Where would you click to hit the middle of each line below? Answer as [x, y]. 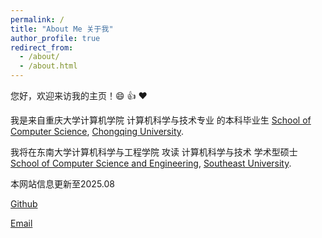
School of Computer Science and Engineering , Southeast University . [151, 163]
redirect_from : [42, 47]
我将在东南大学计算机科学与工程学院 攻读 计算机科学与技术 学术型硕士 [154, 152]
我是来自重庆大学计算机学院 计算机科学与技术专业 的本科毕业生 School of [161, 120]
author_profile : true [55, 38]
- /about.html [48, 66]
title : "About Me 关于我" [62, 29]
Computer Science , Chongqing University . [97, 131]
